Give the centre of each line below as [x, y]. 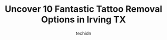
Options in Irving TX [83, 20]
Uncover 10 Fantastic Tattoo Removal [83, 9]
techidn [83, 33]
